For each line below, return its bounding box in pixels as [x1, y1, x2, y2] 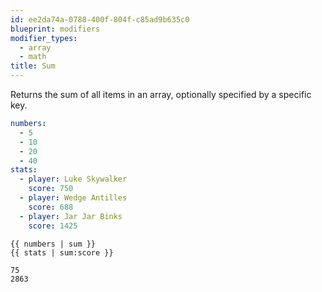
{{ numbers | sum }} [10, 239, 97, 249]
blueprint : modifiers [10, 24, 101, 34]
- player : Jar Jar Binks [19, 211, 123, 221]
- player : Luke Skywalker [19, 174, 128, 185]
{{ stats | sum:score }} [10, 247, 114, 258]
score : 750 [28, 184, 74, 194]
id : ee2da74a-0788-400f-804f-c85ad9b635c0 [10, 14, 190, 25]
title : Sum [10, 61, 56, 71]
